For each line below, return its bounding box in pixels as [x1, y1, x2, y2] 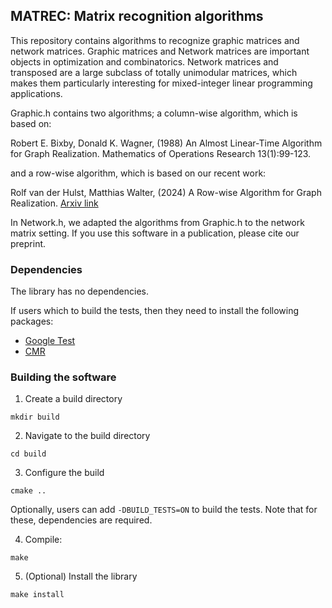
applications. [10, 87, 63, 99]
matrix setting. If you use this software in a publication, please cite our [10, 227, 300, 239]
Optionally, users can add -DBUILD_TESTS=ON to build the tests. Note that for [10, 504, 318, 516]
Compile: [24, 534, 63, 546]
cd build [10, 449, 47, 459]
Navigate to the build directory [24, 430, 151, 442]
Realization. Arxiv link [10, 197, 99, 209]
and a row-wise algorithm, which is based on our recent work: [10, 167, 267, 179]
